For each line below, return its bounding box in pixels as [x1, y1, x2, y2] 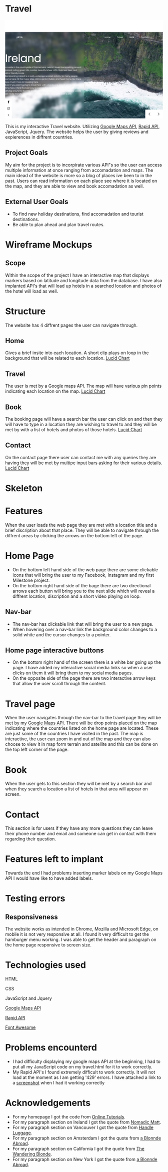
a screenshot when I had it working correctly [12, 1080, 105, 1086]
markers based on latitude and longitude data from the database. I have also [5, 277, 162, 283]
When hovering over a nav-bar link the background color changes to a [12, 626, 157, 632]
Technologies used [5, 959, 86, 971]
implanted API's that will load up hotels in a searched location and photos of [5, 283, 161, 289]
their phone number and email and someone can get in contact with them [5, 831, 156, 837]
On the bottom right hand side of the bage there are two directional [12, 582, 151, 588]
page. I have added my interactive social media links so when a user [12, 665, 153, 671]
